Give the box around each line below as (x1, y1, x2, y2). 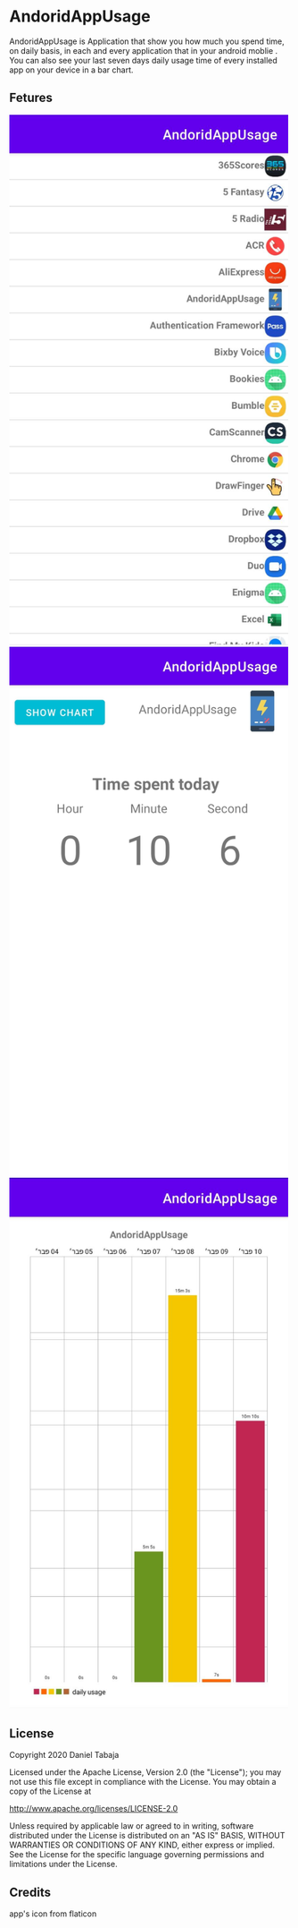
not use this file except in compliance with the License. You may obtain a (9, 1777, 277, 1787)
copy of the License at (9, 1786, 92, 1796)
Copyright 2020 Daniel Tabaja (9, 1750, 120, 1761)
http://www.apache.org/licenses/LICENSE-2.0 (9, 1804, 178, 1814)
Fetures (9, 90, 54, 106)
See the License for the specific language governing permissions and (9, 1849, 265, 1860)
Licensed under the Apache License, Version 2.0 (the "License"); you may (9, 1767, 282, 1778)
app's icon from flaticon (9, 1908, 97, 1919)
